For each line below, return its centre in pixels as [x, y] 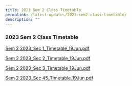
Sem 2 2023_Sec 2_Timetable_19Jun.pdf [48, 58]
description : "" [23, 19]
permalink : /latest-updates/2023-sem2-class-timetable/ [66, 15]
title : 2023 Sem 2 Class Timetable [43, 10]
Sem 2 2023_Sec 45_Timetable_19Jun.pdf [49, 78]
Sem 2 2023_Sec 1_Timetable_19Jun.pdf [47, 48]
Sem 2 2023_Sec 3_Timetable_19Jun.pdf [48, 68]
